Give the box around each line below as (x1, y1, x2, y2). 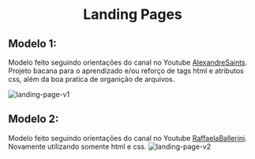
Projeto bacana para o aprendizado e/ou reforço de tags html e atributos (8, 66, 245, 76)
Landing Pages (82, 6, 183, 24)
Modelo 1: (8, 37, 57, 50)
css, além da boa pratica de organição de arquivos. (8, 75, 175, 83)
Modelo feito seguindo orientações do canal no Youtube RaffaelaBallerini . (8, 133, 247, 142)
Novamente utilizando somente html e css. (8, 142, 147, 151)
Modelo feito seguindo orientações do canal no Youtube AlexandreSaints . (8, 57, 248, 67)
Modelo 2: (8, 113, 59, 126)
